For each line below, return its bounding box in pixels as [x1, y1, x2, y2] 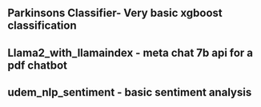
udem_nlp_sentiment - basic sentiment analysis [7, 85, 252, 99]
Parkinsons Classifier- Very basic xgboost [7, 6, 223, 20]
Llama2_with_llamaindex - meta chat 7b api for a [7, 46, 254, 59]
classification [7, 19, 77, 33]
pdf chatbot [7, 58, 67, 72]
